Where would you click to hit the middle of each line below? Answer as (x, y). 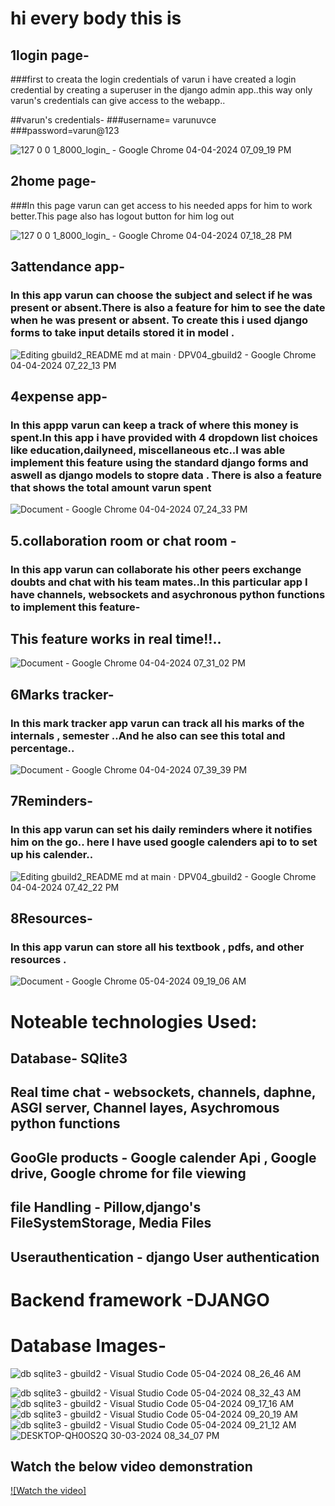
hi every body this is (96, 18)
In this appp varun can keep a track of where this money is (154, 425)
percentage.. (42, 748)
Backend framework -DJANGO (140, 1299)
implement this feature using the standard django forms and (159, 462)
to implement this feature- (75, 607)
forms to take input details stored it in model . (122, 333)
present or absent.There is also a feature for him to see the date (168, 308)
